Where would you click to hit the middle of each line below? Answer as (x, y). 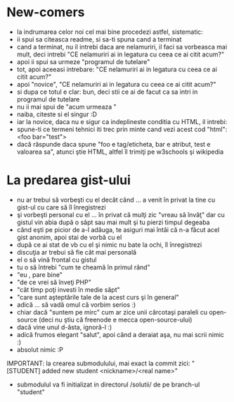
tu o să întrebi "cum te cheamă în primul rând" (83, 267)
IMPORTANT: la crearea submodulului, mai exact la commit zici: (98, 363)
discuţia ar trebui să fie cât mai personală (77, 252)
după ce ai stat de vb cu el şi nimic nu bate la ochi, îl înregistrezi (109, 245)
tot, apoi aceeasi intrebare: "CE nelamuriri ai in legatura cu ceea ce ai (117, 69)
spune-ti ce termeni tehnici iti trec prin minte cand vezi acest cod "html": (122, 129)
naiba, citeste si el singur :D (57, 114)
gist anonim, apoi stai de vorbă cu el (69, 237)
